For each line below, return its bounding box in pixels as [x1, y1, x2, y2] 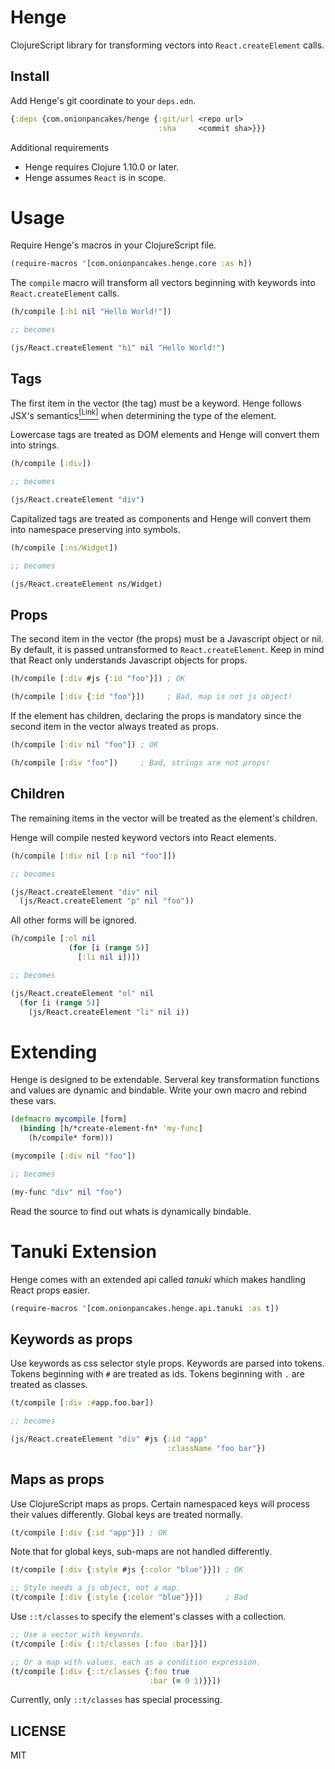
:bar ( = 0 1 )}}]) [148, 1676, 222, 1686]
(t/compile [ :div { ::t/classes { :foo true [10, 1666, 190, 1676]
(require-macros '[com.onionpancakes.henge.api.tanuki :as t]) [10, 1303, 280, 1313]
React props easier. [10, 1284, 90, 1296]
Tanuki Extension [10, 1240, 157, 1263]
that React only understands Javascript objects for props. [10, 654, 248, 666]
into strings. [10, 439, 60, 451]
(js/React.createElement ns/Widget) [10, 579, 163, 589]
